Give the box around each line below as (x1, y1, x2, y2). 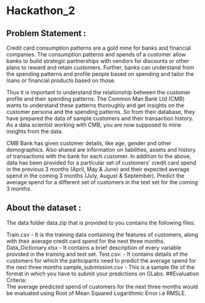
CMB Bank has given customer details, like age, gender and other (6, 140, 171, 147)
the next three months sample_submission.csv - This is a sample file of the (6, 263, 195, 271)
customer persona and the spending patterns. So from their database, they (6, 108, 196, 115)
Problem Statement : (6, 28, 87, 39)
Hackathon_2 (6, 4, 75, 18)
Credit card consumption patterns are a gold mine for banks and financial (6, 44, 192, 51)
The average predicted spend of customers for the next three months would (6, 283, 198, 290)
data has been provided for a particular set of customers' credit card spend (6, 159, 197, 166)
